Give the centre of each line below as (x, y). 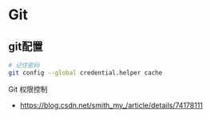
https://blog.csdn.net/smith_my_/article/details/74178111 (111, 105)
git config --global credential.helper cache (85, 73)
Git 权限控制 (28, 89)
